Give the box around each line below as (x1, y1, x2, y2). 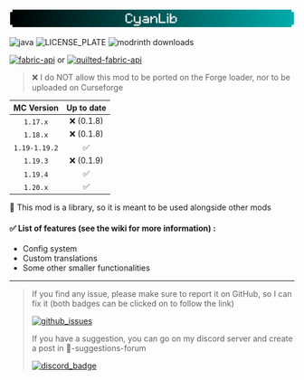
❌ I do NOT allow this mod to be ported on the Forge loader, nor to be (31, 72, 291, 83)
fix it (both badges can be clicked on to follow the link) (31, 299, 235, 309)
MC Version (13, 102, 59, 113)
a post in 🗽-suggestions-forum (31, 343, 147, 354)
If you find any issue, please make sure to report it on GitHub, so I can (31, 289, 292, 299)
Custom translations (22, 253, 98, 264)
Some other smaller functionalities (22, 262, 151, 273)
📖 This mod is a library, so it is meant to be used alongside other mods (9, 202, 271, 213)
